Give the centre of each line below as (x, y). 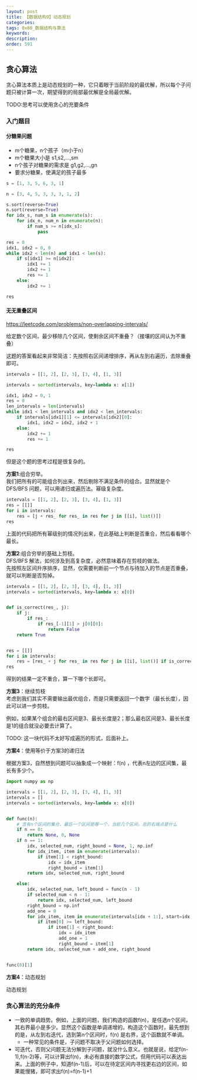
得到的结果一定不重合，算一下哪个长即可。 (57, 679)
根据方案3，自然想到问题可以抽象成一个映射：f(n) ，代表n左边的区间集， (94, 763)
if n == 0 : (30, 830)
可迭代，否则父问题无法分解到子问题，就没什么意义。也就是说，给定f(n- (101, 1049)
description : (22, 39)
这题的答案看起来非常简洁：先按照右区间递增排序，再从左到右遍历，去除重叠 (98, 356)
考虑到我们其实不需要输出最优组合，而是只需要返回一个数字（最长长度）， (95, 699)
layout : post (22, 11)
